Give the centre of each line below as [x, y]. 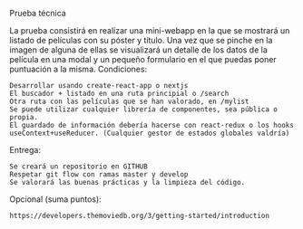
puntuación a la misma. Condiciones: [78, 69]
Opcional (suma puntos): [55, 199]
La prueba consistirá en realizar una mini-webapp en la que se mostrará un [150, 30]
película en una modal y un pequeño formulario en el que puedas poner [143, 59]
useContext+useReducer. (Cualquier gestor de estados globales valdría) [150, 133]
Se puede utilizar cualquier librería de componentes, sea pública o [144, 110]
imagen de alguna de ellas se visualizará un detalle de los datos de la [138, 50]
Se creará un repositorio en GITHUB [78, 167]
